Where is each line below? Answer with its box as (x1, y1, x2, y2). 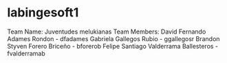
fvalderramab (7, 49, 46, 58)
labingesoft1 (7, 5, 79, 21)
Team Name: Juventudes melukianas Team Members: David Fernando (7, 27, 206, 36)
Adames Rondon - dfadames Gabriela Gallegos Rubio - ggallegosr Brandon (7, 34, 220, 42)
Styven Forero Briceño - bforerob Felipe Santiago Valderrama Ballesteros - (7, 42, 219, 50)
